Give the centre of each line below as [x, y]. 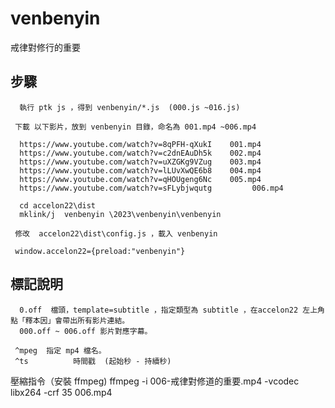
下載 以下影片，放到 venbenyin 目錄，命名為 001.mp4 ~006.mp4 [135, 127]
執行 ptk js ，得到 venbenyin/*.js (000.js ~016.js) [130, 107]
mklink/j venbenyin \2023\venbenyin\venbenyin [120, 214]
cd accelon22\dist [58, 205]
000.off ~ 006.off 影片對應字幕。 [86, 331]
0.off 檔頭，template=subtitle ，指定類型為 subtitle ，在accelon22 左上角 [172, 310]
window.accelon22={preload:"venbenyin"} [100, 251]
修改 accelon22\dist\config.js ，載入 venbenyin [116, 233]
